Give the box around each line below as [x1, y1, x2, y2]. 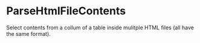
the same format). [6, 30, 51, 37]
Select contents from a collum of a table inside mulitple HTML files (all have [6, 24, 195, 31]
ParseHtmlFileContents [6, 4, 126, 18]
